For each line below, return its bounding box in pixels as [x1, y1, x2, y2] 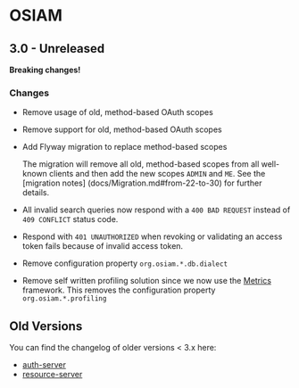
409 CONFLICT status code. [21, 214, 119, 225]
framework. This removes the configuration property [21, 285, 216, 295]
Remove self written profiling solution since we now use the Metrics [21, 276, 272, 286]
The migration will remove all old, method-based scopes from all [21, 159, 260, 169]
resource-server [21, 369, 83, 380]
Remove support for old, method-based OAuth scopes [21, 124, 222, 135]
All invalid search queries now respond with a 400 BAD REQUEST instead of [21, 204, 291, 215]
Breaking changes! [9, 64, 81, 75]
